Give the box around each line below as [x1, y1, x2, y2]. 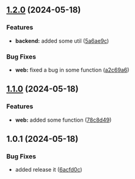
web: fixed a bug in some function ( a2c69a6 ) [15, 66, 130, 73]
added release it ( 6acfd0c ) [15, 166, 82, 174]
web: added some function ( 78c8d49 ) [15, 116, 112, 123]
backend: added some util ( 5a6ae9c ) [15, 37, 109, 45]
